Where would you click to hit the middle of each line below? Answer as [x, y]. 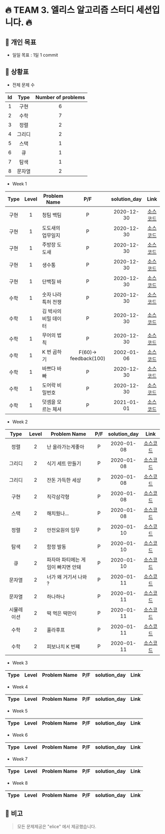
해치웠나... [58, 513]
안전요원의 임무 [63, 530]
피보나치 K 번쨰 [63, 647]
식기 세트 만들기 [64, 463]
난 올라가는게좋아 [65, 447]
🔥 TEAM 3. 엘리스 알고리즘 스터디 [69, 10]
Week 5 [20, 711]
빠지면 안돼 [69, 567]
